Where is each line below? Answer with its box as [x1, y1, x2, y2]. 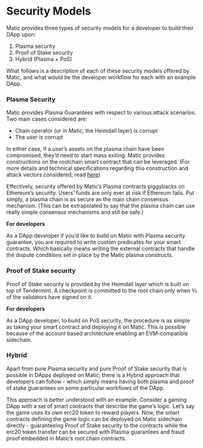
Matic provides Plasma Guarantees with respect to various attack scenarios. [6, 109, 196, 116]
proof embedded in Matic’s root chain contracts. [6, 435, 127, 442]
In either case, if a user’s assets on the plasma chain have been [6, 145, 165, 153]
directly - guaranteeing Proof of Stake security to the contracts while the [6, 421, 188, 429]
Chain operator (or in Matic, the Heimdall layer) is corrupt [15, 127, 158, 135]
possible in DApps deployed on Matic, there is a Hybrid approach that [6, 371, 180, 378]
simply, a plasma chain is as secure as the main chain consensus [6, 196, 168, 203]
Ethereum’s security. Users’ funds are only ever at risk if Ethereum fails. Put [6, 189, 195, 196]
